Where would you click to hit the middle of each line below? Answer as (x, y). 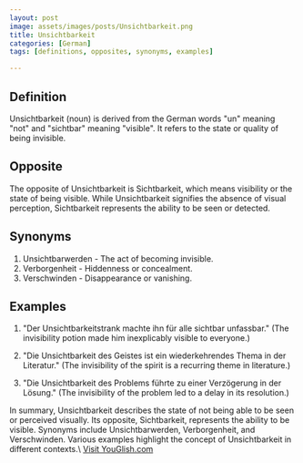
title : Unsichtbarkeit (52, 35)
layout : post (34, 18)
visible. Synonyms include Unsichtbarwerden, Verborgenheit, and (132, 430)
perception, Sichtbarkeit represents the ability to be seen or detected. (140, 208)
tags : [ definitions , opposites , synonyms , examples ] (111, 52)
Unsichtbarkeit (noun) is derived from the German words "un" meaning (142, 118)
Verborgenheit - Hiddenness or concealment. (107, 268)
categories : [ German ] (50, 43)
